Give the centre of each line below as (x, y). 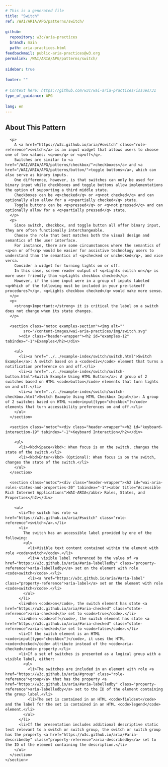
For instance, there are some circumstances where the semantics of (88, 246)
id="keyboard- (148, 427)
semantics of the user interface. (41, 241)
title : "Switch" (22, 16)
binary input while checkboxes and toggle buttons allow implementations (84, 185)
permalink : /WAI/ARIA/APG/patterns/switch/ (52, 58)
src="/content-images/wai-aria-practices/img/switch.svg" (85, 331)
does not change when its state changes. (49, 311)
